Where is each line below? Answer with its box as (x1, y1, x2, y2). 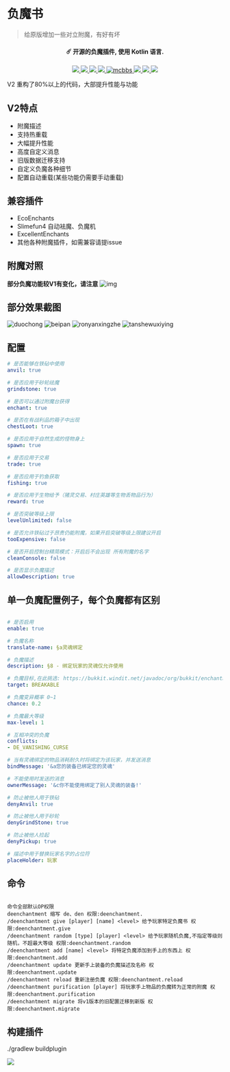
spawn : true (7, 442, 41, 449)
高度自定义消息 (16, 147, 60, 155)
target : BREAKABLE (7, 681, 60, 689)
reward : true (7, 499, 44, 505)
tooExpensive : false (7, 536, 66, 543)
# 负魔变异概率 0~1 (7, 694, 57, 701)
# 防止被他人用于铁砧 (7, 794, 60, 801)
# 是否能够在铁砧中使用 (7, 361, 65, 367)
